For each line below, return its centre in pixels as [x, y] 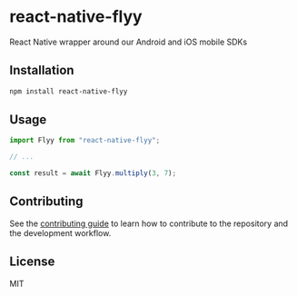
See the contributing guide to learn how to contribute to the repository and [149, 223]
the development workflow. [60, 232]
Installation [42, 70]
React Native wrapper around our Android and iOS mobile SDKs [129, 42]
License [32, 262]
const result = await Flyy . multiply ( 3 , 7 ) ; [93, 173]
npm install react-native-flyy [69, 91]
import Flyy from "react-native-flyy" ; [85, 141]
